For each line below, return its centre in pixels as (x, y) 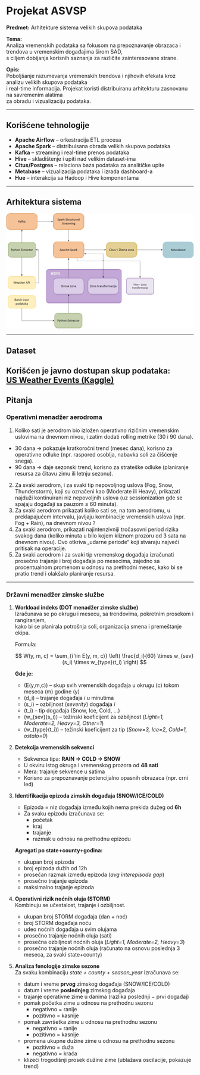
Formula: (26, 644)
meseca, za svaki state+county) (63, 954)
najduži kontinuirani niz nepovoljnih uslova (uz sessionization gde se (99, 498)
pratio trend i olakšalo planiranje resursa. (65, 573)
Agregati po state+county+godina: (59, 850)
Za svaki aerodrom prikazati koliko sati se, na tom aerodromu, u (93, 510)
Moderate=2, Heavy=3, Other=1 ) (64, 723)
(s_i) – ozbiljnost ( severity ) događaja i (69, 704)
